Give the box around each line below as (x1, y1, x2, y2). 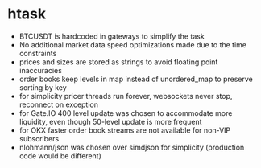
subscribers (19, 133, 60, 143)
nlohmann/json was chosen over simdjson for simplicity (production (19, 142, 245, 152)
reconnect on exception (19, 100, 98, 109)
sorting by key (19, 82, 68, 92)
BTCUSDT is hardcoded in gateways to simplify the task (19, 31, 205, 41)
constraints (19, 48, 57, 58)
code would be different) (19, 150, 101, 161)
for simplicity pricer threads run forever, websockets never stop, (19, 91, 233, 100)
